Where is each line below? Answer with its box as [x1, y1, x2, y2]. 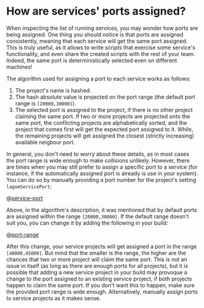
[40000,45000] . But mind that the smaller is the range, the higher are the [6, 249, 186, 256]
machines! [6, 63, 32, 71]
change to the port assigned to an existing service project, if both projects [6, 275, 192, 282]
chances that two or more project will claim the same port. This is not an [6, 256, 188, 263]
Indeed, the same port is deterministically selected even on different [6, 57, 178, 64]
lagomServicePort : [6, 183, 52, 190]
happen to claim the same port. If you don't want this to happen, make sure [6, 281, 195, 289]
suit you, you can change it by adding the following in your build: [6, 219, 169, 226]
